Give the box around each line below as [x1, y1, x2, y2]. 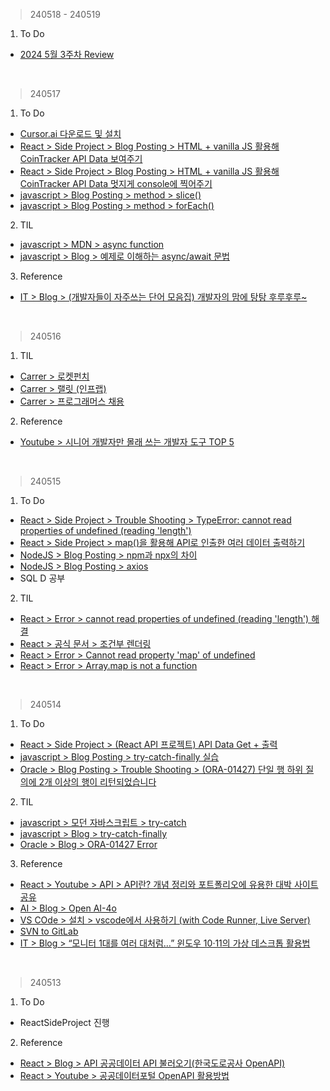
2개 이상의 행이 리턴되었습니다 [38, 776, 157, 788]
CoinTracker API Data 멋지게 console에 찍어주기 [19, 178, 213, 189]
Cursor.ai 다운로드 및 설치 [19, 128, 122, 139]
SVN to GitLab [19, 925, 79, 937]
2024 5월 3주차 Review [19, 49, 115, 60]
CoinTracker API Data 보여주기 [19, 153, 143, 164]
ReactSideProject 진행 [19, 1017, 110, 1028]
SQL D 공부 [19, 572, 66, 584]
